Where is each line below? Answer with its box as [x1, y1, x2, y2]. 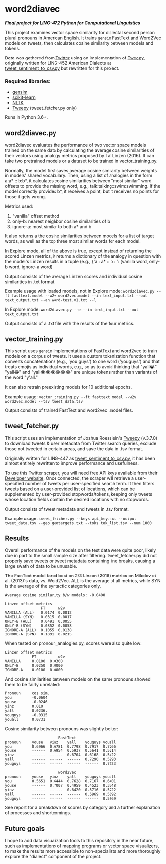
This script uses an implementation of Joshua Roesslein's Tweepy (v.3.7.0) [5, 435, 158, 441]
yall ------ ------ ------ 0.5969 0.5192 [5, 792, 116, 797]
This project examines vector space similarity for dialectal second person [5, 29, 155, 35]
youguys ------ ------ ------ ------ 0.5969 [5, 796, 116, 801]
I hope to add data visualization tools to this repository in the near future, [5, 838, 154, 844]
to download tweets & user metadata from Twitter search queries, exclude [5, 440, 157, 446]
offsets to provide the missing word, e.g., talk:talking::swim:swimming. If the [5, 183, 161, 189]
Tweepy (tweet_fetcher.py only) [12, 105, 77, 111]
